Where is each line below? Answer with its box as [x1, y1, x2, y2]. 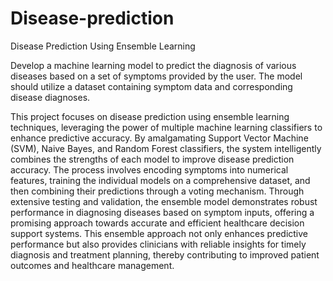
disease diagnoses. [10, 91, 91, 103]
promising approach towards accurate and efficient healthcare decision [10, 217, 305, 229]
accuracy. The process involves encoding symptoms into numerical [10, 163, 289, 176]
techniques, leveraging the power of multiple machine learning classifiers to [10, 121, 323, 133]
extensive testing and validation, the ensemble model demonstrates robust [10, 195, 318, 207]
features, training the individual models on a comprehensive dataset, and [10, 174, 311, 186]
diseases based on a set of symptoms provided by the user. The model [10, 70, 303, 82]
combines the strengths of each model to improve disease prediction [10, 153, 295, 165]
